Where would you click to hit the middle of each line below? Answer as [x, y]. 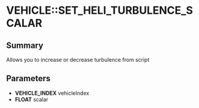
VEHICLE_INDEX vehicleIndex [52, 93]
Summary [25, 45]
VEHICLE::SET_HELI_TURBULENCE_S [99, 10]
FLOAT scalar [32, 99]
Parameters [28, 79]
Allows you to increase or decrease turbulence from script [78, 60]
